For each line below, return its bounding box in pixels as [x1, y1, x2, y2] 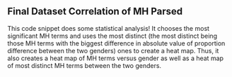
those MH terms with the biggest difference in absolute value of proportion [7, 38, 226, 48]
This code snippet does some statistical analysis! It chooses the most [7, 24, 210, 32]
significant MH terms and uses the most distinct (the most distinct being [7, 31, 218, 40]
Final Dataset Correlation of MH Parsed [7, 6, 183, 17]
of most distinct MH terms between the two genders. [7, 61, 161, 69]
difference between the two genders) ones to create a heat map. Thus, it [7, 46, 219, 55]
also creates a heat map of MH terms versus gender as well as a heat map [7, 54, 224, 62]
